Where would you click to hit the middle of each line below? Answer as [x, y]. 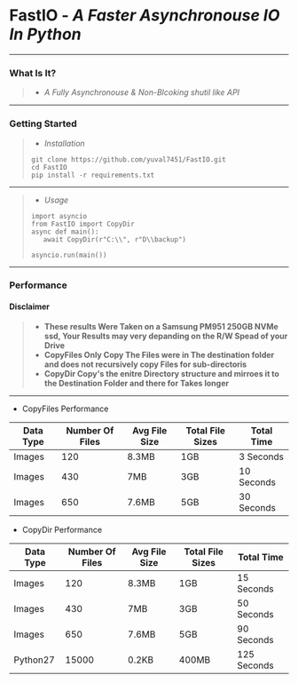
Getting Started [43, 123]
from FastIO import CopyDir [82, 224]
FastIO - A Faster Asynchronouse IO [145, 16]
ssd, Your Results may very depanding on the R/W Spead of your [166, 336]
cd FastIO [49, 167]
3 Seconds [262, 457]
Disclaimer [30, 306]
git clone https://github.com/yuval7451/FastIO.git [128, 159]
